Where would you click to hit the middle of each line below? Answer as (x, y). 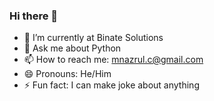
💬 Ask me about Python (72, 48)
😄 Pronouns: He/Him (67, 74)
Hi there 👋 (34, 16)
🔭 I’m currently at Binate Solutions (93, 38)
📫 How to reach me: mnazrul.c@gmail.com (113, 60)
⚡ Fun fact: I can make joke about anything (111, 85)
